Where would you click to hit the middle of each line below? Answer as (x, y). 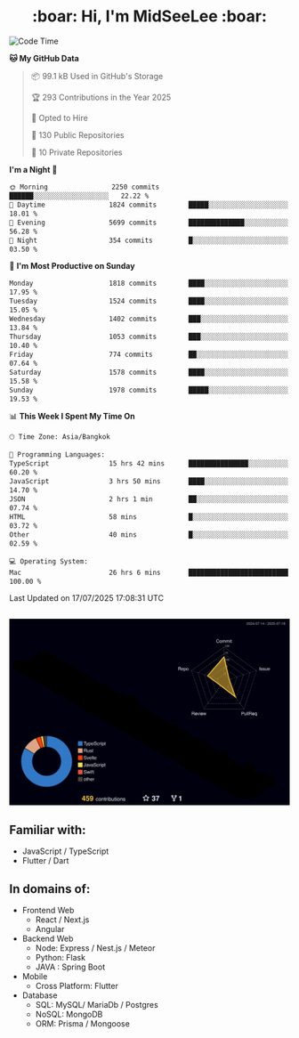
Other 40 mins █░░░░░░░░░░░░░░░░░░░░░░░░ (149, 535)
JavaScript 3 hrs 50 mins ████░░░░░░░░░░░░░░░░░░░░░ (149, 481)
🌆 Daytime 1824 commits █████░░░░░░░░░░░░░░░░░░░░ (149, 205)
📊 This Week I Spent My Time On (72, 416)
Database (40, 995)
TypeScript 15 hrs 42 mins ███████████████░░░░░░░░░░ (149, 463)
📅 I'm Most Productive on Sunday (72, 265)
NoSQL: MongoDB (69, 1014)
